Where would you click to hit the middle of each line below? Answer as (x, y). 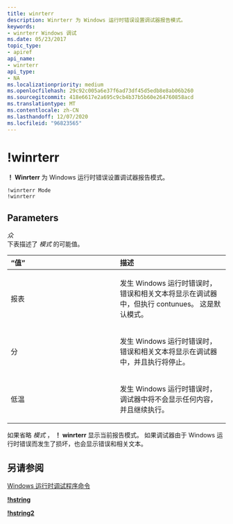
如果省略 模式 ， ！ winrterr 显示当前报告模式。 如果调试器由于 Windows (111, 435)
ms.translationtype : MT (42, 104)
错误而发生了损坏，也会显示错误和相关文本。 (83, 444)
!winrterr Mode (29, 191)
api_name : (21, 59)
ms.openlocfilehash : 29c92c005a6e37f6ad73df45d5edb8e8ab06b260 (101, 91)
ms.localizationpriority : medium (55, 85)
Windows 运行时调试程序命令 (49, 486)
